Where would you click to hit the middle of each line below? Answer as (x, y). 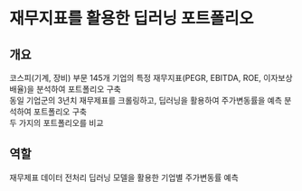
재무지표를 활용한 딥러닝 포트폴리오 (132, 18)
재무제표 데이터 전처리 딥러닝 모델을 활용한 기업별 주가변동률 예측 (124, 177)
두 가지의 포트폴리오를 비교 (57, 123)
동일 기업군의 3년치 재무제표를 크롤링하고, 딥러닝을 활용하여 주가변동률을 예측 (146, 100)
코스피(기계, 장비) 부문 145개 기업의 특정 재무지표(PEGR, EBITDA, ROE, (136, 78)
